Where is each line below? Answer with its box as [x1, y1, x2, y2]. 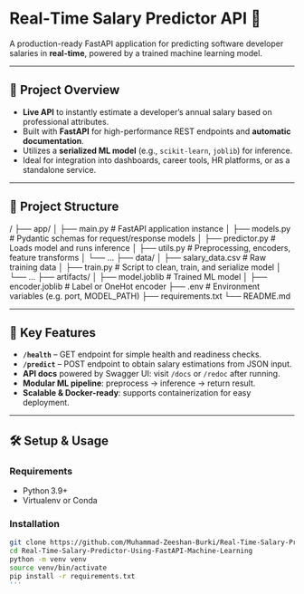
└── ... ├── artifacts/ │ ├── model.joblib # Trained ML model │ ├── [9, 271, 268, 282]
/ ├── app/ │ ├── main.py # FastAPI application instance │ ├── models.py [9, 223, 291, 234]
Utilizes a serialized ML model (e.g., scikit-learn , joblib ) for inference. [22, 145, 293, 156]
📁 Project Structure [9, 199, 119, 215]
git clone [9, 538, 47, 547]
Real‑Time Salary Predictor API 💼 [9, 8, 261, 29]
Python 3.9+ [22, 485, 69, 496]
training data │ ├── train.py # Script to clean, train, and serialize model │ [9, 262, 282, 273]
